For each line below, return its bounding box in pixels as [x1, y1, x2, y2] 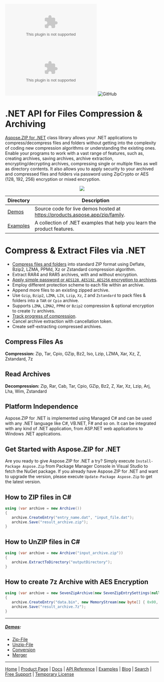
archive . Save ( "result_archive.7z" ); [11, 604, 86, 610]
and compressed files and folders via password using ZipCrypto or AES [5, 171, 149, 177]
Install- [135, 459, 154, 464]
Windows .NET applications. [5, 431, 62, 437]
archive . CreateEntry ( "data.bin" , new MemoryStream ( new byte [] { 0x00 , [11, 600, 159, 605]
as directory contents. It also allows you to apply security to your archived [5, 166, 154, 172]
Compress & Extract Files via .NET [5, 245, 146, 256]
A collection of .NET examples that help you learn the [34, 219, 156, 226]
